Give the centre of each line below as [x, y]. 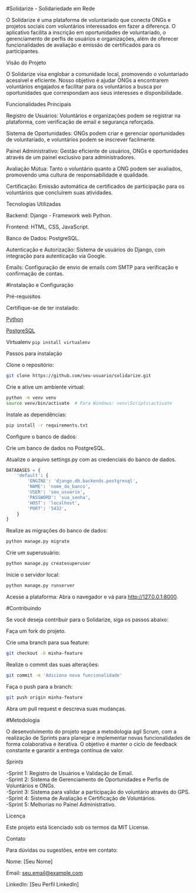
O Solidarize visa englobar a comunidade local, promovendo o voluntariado [97, 74]
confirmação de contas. [35, 274]
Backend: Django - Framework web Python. [59, 215]
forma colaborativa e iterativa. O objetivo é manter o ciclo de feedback [92, 744]
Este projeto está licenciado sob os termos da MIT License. [78, 827]
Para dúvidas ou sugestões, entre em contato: [62, 850]
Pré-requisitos [24, 296]
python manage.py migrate [38, 541]
